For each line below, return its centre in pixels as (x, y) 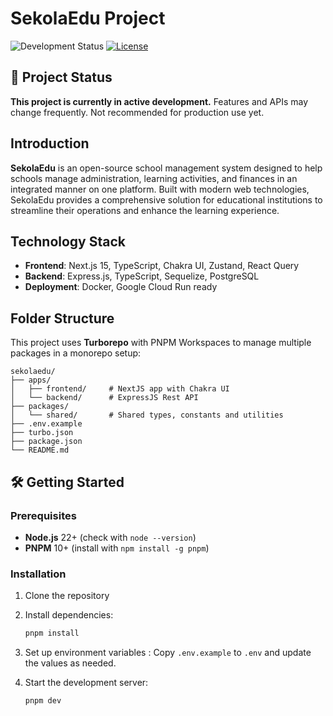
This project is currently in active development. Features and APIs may (159, 101)
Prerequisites (43, 515)
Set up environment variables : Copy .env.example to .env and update (168, 653)
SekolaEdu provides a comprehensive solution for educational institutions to (166, 199)
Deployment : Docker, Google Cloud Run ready (121, 287)
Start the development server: (86, 683)
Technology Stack (68, 241)
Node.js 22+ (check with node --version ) (110, 537)
